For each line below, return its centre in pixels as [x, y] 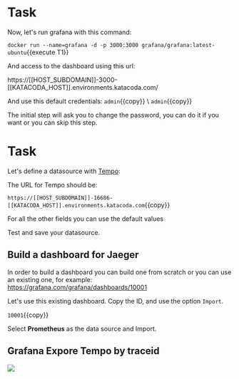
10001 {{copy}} [28, 315]
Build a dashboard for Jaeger [73, 255]
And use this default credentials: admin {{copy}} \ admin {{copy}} [100, 101]
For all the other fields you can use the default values [86, 219]
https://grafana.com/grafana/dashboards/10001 [77, 287]
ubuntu [17, 53]
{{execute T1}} [47, 52]
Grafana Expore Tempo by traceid [83, 351]
